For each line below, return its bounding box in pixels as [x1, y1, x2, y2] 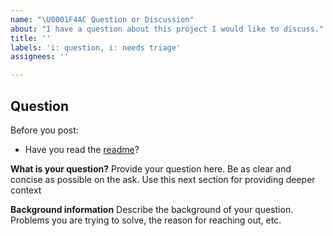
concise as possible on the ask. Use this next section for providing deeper [10, 173, 316, 185]
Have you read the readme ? [24, 143, 140, 155]
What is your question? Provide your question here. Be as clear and [10, 162, 292, 175]
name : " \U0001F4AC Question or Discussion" [10, 14, 195, 25]
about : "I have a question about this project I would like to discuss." [10, 24, 325, 34]
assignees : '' [10, 52, 70, 62]
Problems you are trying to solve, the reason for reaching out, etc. [10, 214, 282, 226]
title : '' [10, 33, 52, 43]
